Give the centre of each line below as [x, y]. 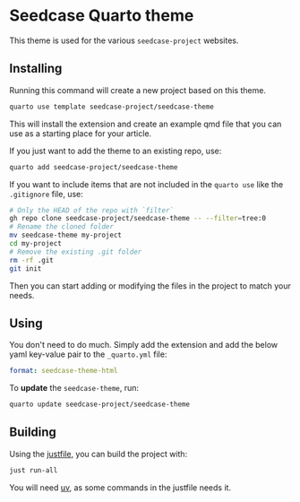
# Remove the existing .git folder [76, 252]
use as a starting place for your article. [81, 133]
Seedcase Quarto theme [102, 16]
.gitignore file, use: [46, 194]
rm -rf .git [31, 260]
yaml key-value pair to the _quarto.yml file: [88, 354]
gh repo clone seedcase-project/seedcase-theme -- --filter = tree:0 [138, 219]
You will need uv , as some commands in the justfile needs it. [120, 487]
